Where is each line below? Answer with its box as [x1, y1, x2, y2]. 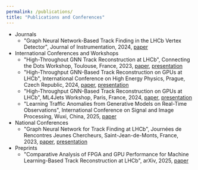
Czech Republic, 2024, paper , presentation [23, 81, 129, 88]
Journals [14, 30, 37, 37]
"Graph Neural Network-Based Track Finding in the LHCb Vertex [23, 37, 181, 44]
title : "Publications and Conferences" [6, 14, 105, 20]
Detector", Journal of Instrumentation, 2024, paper [23, 43, 149, 51]
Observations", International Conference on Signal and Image [23, 106, 174, 114]
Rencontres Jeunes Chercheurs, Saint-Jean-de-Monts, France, [23, 131, 179, 138]
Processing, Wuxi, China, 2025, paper [23, 112, 117, 119]
